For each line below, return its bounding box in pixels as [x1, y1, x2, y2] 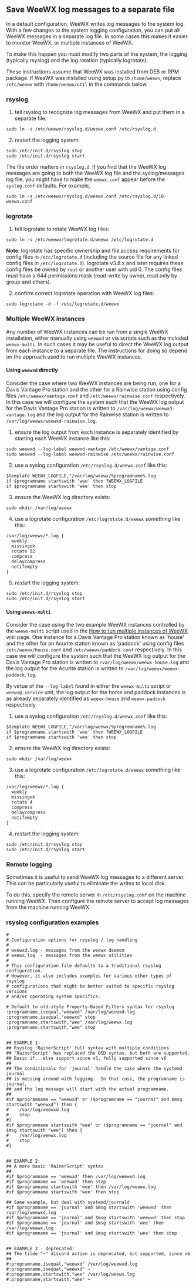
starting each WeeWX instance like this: [14, 434, 111, 441]
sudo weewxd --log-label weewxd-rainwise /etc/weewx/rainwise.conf [6, 451, 175, 457]
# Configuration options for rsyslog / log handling [6, 937, 138, 943]
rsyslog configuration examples [6, 918, 99, 926]
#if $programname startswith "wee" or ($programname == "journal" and [6, 1122, 183, 1128]
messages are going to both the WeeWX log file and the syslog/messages [6, 170, 185, 177]
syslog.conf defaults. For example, [6, 182, 91, 189]
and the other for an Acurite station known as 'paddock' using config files [6, 640, 184, 647]
